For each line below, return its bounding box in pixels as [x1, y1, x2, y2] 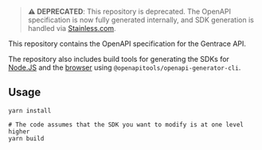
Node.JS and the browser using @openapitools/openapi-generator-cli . [8, 63, 241, 72]
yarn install [8, 106, 52, 114]
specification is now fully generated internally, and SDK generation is [27, 15, 255, 25]
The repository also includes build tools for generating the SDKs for [8, 55, 229, 63]
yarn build [8, 134, 45, 142]
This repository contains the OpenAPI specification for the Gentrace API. [8, 39, 247, 48]
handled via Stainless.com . [27, 24, 117, 33]
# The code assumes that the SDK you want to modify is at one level [8, 121, 244, 129]
